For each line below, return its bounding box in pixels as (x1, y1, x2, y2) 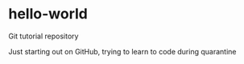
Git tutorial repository (8, 31, 79, 41)
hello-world (8, 5, 89, 23)
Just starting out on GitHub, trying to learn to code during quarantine (8, 46, 237, 56)
